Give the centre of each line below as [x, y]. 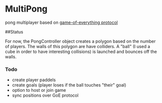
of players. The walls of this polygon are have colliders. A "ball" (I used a [78, 46]
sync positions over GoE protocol [45, 95]
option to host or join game [39, 90]
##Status [14, 32]
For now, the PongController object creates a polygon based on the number [81, 41]
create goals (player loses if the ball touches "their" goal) [69, 85]
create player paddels [34, 80]
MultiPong [26, 9]
